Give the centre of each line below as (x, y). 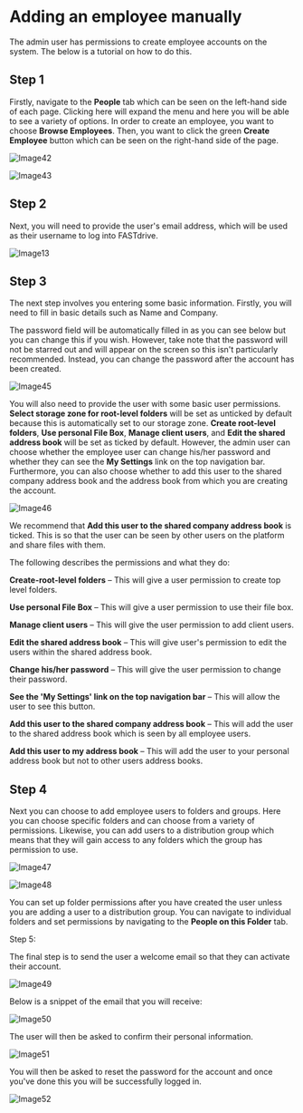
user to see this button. (52, 707)
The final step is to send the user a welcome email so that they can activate (150, 957)
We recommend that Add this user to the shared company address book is (151, 526)
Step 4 (28, 789)
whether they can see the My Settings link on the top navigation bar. (137, 462)
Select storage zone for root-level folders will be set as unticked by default (151, 413)
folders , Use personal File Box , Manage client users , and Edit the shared (147, 433)
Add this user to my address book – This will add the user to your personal (149, 751)
